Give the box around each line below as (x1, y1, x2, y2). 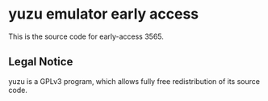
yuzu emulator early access (8, 5, 199, 23)
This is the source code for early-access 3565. (8, 32, 164, 41)
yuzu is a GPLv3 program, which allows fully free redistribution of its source (8, 76, 261, 86)
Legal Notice (8, 55, 73, 69)
